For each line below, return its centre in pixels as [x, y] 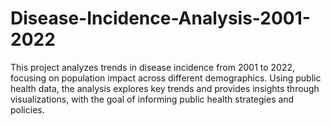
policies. [27, 109]
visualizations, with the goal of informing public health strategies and [152, 99]
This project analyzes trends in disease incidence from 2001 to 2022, [153, 67]
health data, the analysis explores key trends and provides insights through [165, 88]
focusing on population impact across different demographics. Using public [166, 78]
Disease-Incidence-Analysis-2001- [160, 18]
